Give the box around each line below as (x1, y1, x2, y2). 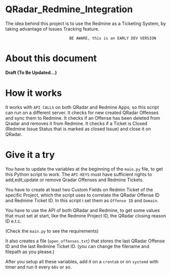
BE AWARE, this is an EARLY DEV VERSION (69, 36, 157, 41)
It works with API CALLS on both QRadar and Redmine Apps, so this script (5, 104, 159, 110)
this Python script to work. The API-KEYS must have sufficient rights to (5, 171, 152, 177)
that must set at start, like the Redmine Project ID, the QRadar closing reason (5, 212, 166, 218)
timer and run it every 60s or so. (5, 264, 72, 270)
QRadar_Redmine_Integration (5, 4, 133, 15)
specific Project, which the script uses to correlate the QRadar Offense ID (5, 192, 160, 198)
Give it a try (5, 149, 55, 160)
